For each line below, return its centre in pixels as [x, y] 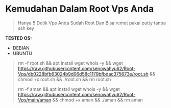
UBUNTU [22, 53]
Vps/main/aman [34, 100]
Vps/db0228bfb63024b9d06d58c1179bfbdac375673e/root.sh [83, 74]
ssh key [26, 28]
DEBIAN [21, 48]
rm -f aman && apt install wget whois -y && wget [69, 89]
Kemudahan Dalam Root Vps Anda [80, 9]
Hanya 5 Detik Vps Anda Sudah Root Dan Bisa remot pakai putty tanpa [92, 23]
